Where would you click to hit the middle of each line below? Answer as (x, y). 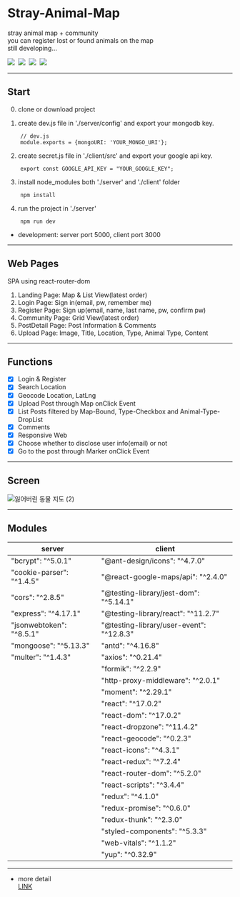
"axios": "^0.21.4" (131, 657)
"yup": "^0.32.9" (129, 854)
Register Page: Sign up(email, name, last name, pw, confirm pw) (112, 310)
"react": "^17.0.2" (131, 703)
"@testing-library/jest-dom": (150, 593)
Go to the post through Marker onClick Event (84, 451)
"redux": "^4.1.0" (130, 796)
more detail (34, 878)
